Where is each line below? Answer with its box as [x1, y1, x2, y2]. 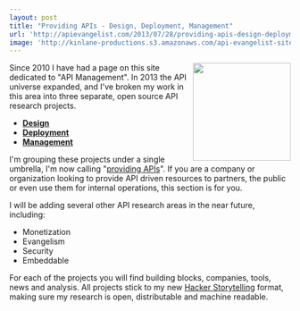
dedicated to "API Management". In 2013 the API [9, 72, 187, 83]
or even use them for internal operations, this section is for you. [9, 182, 243, 193]
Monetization [21, 227, 71, 238]
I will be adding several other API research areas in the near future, [9, 200, 255, 211]
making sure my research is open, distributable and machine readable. [9, 291, 269, 302]
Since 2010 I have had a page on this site [9, 63, 161, 73]
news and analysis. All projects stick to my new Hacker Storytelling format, [9, 282, 284, 293]
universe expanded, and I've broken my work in [9, 81, 185, 92]
